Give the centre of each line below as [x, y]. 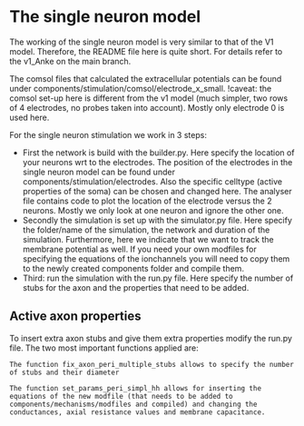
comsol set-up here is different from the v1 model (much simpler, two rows [149, 98]
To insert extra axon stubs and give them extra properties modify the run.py [151, 338]
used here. [29, 117]
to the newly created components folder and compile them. [133, 268]
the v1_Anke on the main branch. [70, 61]
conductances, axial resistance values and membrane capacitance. [137, 412]
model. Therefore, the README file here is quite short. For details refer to [146, 51]
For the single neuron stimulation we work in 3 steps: [108, 134]
